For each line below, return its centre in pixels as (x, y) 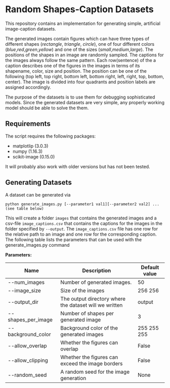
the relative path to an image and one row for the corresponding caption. (81, 234)
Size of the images (82, 290)
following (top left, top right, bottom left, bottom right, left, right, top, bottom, (85, 76)
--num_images (26, 282)
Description (97, 270)
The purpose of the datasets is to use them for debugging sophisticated (80, 97)
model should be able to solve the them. (47, 108)
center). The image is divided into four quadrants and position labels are (80, 82)
